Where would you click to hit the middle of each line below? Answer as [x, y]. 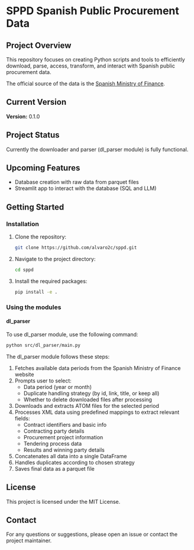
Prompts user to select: [43, 381]
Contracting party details [54, 431]
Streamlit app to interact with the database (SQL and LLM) [85, 188]
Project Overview [39, 45]
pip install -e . [36, 292]
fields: [22, 418]
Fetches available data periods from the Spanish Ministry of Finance [98, 368]
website [24, 374]
